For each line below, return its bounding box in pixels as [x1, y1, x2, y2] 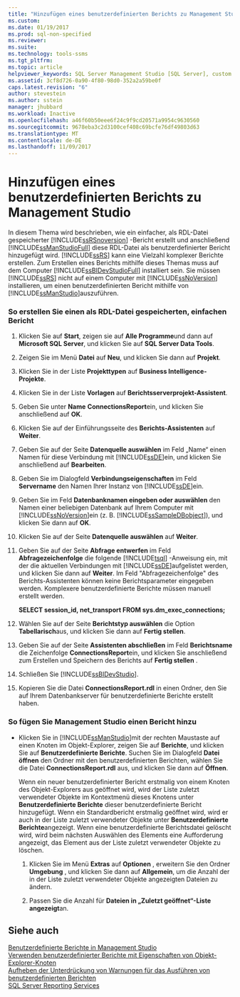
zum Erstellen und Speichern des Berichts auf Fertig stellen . [18, 656, 198, 665]
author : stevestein [8, 90, 66, 97]
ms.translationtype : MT [8, 130, 79, 137]
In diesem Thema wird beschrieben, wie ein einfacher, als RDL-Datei [8, 228, 209, 237]
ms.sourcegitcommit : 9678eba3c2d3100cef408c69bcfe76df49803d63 [8, 123, 200, 131]
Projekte [18, 375, 45, 383]
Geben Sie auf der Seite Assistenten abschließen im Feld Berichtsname [18, 641, 233, 650]
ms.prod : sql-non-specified [8, 30, 92, 38]
